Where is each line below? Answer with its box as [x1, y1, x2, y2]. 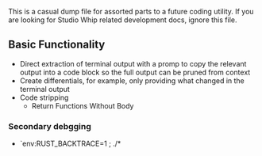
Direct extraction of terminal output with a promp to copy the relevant [19, 59, 247, 68]
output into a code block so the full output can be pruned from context [19, 67, 251, 77]
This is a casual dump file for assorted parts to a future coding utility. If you [8, 7, 254, 16]
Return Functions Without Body [31, 101, 134, 110]
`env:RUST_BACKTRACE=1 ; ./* [19, 139, 121, 149]
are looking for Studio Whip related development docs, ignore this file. [8, 15, 237, 25]
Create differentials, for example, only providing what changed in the [19, 75, 245, 86]
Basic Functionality [8, 38, 106, 51]
